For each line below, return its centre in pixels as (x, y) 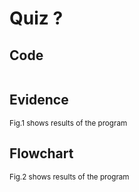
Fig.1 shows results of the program (68, 123)
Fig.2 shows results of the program (69, 177)
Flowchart (41, 153)
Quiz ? (36, 18)
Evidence (39, 100)
